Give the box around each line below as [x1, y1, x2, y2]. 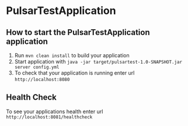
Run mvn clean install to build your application [14, 52, 130, 59]
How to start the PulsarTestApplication [6, 27, 150, 37]
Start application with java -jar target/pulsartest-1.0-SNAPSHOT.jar [14, 58, 183, 65]
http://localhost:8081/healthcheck [6, 114, 93, 120]
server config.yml [14, 64, 60, 70]
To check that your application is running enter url [14, 69, 135, 76]
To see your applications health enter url [6, 108, 103, 115]
